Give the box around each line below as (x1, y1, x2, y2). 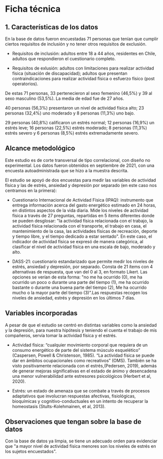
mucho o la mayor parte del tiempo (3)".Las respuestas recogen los (12, 290, 147, 296)
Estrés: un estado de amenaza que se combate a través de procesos (12, 388, 150, 393)
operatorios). (12, 81, 38, 87)
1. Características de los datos (5, 23, 98, 31)
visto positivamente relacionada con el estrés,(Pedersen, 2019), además (12, 363, 157, 368)
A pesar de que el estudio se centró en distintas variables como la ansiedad (5, 322, 157, 328)
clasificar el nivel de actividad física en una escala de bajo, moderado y (12, 244, 156, 250)
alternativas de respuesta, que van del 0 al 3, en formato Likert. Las (12, 269, 147, 275)
